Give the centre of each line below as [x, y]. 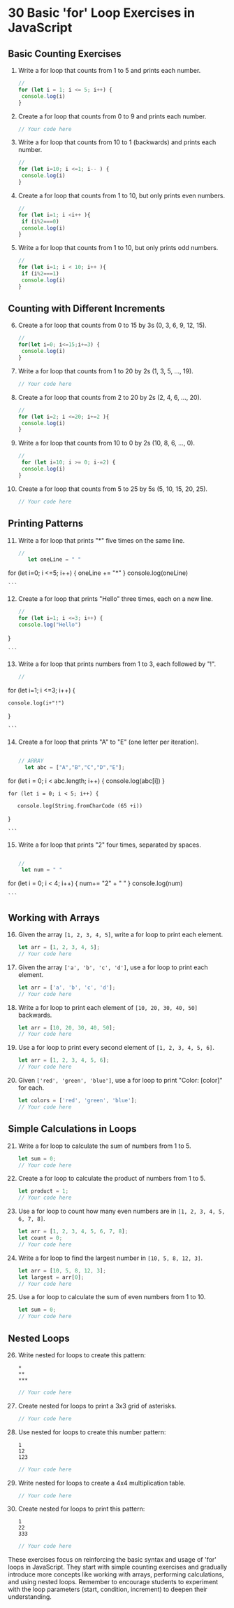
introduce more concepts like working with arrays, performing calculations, [116, 1574]
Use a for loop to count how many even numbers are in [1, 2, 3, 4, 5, [122, 1211]
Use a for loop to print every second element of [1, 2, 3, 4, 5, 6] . [116, 1048]
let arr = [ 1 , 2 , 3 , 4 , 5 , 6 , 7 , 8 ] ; [73, 1232]
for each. [31, 1088]
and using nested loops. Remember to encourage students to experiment [113, 1582]
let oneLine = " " [54, 560]
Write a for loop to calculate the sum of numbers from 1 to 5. [104, 1146]
